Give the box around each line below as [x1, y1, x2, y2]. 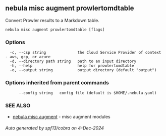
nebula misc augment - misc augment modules [12, 113, 110, 119]
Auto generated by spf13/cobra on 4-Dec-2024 [5, 125, 104, 131]
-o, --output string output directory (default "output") [10, 68, 157, 73]
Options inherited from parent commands [5, 79, 109, 86]
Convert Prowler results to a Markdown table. [5, 17, 100, 23]
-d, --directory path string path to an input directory [10, 59, 137, 64]
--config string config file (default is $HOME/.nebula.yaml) [18, 90, 157, 96]
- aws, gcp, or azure [5, 55, 51, 60]
